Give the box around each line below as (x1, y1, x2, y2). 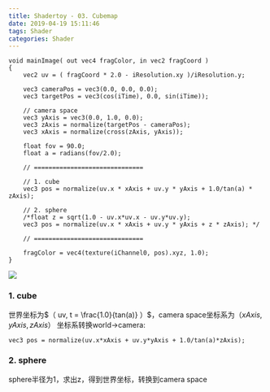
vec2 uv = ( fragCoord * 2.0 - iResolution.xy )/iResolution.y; (23, 71, 246, 80)
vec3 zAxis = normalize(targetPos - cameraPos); (23, 121, 191, 129)
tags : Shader (8, 27, 53, 35)
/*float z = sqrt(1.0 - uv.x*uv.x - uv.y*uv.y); (23, 213, 191, 222)
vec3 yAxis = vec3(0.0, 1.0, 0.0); (23, 114, 144, 122)
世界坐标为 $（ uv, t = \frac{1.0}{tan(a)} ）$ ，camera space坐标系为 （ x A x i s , (8, 310, 263, 320)
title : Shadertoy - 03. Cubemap (8, 11, 118, 20)
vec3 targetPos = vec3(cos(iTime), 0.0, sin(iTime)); (23, 93, 209, 101)
